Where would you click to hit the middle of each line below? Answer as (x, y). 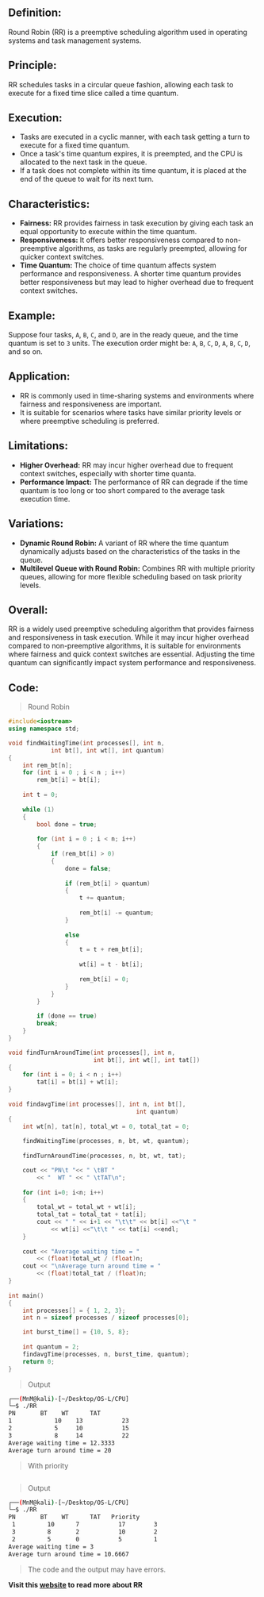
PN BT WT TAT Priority (74, 1517)
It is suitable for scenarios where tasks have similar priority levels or (130, 412)
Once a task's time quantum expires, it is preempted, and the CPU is (131, 154)
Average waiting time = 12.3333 (61, 1443)
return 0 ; (39, 1361)
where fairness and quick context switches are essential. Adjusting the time (132, 654)
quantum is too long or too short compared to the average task (122, 490)
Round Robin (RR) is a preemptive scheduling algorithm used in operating (128, 32)
